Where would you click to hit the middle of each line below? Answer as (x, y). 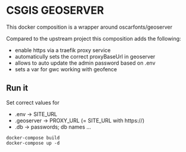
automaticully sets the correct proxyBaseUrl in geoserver (85, 56)
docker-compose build (33, 138)
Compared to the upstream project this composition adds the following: (94, 38)
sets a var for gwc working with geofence (66, 69)
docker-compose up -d (33, 143)
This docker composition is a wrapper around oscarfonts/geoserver (89, 27)
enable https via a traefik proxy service (63, 50)
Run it (17, 88)
